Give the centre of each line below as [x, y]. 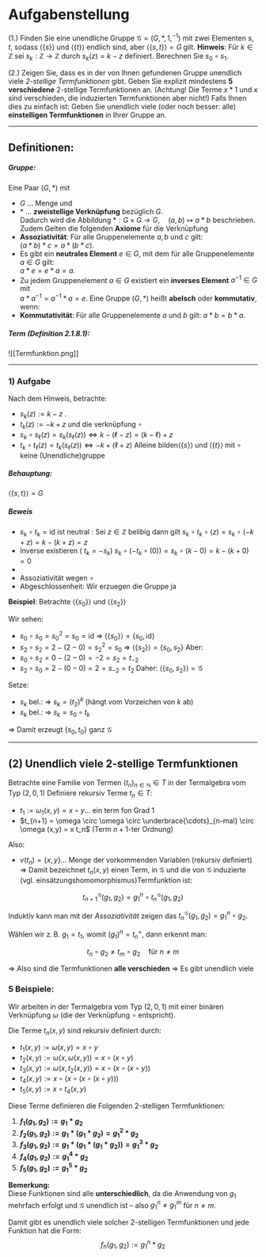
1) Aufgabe [30, 381]
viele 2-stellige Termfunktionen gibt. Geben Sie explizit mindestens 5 [121, 82]
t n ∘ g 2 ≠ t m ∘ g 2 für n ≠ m [133, 952]
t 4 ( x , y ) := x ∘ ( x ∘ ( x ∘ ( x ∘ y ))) [69, 1079]
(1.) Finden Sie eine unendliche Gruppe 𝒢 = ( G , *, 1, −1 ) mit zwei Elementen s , [131, 37]
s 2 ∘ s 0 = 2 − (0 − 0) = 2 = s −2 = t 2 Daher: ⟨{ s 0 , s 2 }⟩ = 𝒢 [111, 669]
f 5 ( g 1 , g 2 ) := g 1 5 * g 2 [54, 1168]
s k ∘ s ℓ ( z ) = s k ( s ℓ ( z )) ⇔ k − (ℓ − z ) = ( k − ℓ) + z [96, 435]
